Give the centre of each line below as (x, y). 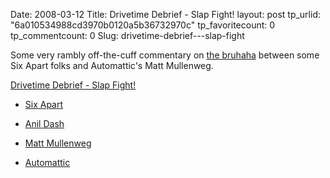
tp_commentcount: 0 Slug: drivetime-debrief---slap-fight (127, 35)
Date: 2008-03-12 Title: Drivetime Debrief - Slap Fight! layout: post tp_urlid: (165, 14)
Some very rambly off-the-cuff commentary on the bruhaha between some (165, 55)
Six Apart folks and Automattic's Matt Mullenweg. (112, 65)
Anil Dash (44, 123)
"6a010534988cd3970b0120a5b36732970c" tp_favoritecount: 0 (143, 25)
